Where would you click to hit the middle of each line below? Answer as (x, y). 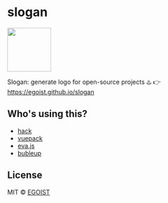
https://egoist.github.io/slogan (51, 92)
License (25, 175)
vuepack (30, 138)
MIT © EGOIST (29, 192)
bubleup (29, 153)
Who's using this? (47, 114)
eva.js (26, 146)
